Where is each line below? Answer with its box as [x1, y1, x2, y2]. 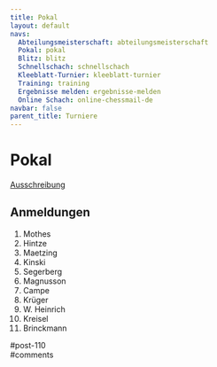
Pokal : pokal [18, 46, 66, 55]
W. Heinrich [22, 303, 66, 315]
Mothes [22, 228, 51, 239]
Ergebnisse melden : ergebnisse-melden [18, 87, 162, 96]
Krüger [22, 294, 49, 305]
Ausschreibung [10, 179, 66, 191]
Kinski [22, 256, 46, 267]
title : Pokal [10, 12, 58, 22]
